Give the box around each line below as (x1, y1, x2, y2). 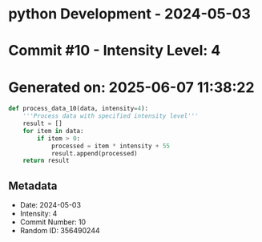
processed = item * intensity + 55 (50, 142, 171, 150)
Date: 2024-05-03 (19, 200, 82, 210)
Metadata (8, 179, 58, 192)
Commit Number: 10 (19, 217, 87, 227)
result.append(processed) (50, 149, 138, 157)
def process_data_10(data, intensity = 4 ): (8, 105, 149, 113)
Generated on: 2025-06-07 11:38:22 (8, 78, 255, 96)
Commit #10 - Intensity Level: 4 (8, 42, 221, 60)
